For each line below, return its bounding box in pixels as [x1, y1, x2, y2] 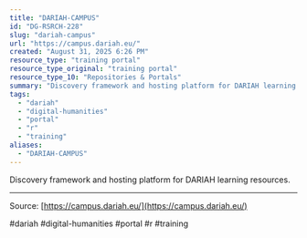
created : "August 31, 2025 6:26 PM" [9, 47, 149, 57]
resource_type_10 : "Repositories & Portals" [9, 73, 182, 82]
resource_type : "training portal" [9, 56, 142, 65]
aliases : [9, 140, 43, 150]
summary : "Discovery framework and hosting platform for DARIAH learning [9, 81, 297, 90]
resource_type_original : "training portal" [9, 65, 178, 74]
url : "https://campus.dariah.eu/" [9, 38, 142, 48]
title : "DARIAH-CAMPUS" [9, 13, 101, 23]
